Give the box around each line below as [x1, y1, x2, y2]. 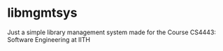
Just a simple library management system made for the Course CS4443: [7, 28, 217, 36]
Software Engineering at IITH [7, 35, 91, 43]
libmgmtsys [7, 5, 78, 21]
